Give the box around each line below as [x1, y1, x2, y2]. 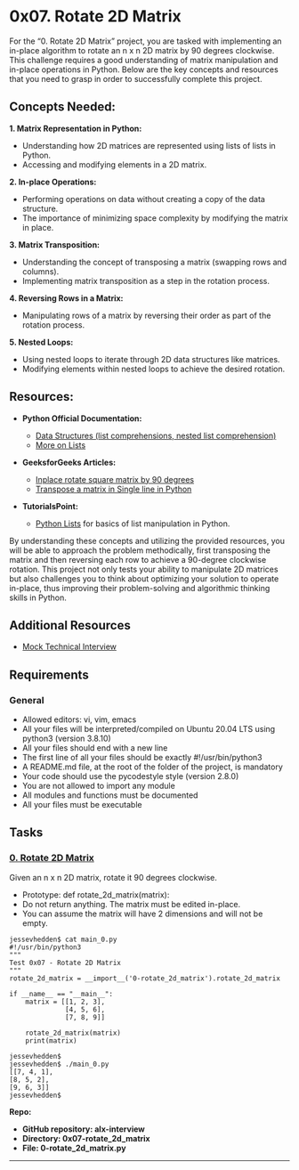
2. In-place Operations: [9, 176, 97, 187]
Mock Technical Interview [21, 641, 117, 652]
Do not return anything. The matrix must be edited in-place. [21, 898, 241, 909]
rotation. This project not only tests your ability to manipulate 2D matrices [9, 564, 279, 574]
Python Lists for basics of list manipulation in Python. [35, 518, 230, 529]
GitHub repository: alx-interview [21, 1124, 145, 1134]
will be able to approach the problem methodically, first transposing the [9, 545, 271, 556]
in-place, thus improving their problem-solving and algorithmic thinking [9, 582, 271, 593]
